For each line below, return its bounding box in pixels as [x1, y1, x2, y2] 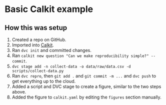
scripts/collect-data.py [11, 68, 64, 73]
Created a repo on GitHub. [11, 36, 66, 42]
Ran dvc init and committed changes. [11, 47, 92, 53]
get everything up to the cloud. [11, 78, 76, 84]
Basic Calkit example [4, 3, 93, 15]
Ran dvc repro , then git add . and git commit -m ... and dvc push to [11, 73, 156, 78]
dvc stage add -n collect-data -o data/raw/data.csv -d [11, 64, 131, 69]
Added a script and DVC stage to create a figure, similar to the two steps [11, 83, 161, 89]
